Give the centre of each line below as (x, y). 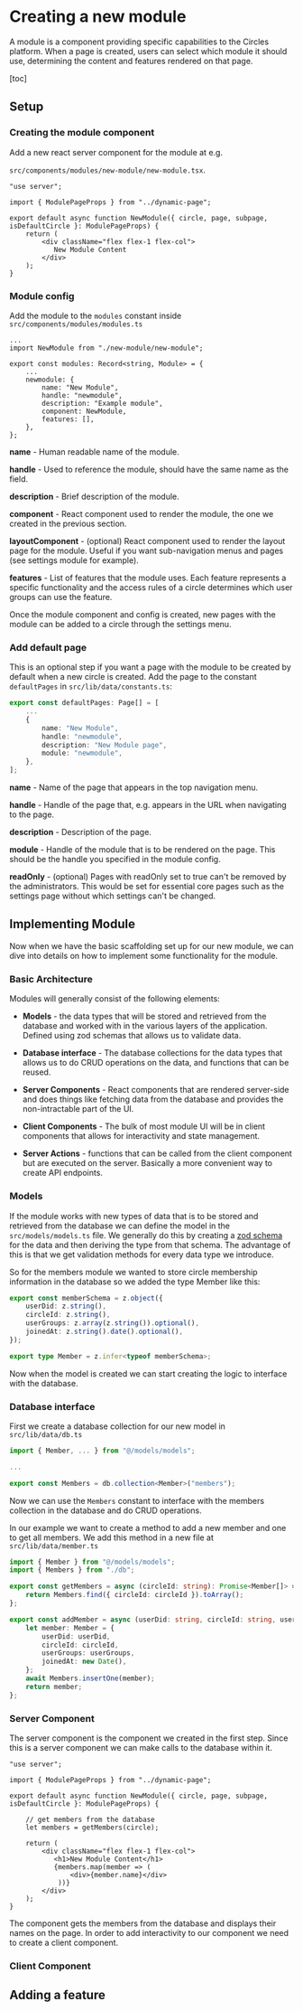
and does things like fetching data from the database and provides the (153, 1099)
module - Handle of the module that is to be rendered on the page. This (142, 850)
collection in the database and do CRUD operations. (106, 1510)
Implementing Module (72, 924)
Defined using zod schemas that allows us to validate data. (132, 1036)
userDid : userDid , (76, 1636)
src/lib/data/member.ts (54, 1546)
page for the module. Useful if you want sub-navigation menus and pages (147, 550)
